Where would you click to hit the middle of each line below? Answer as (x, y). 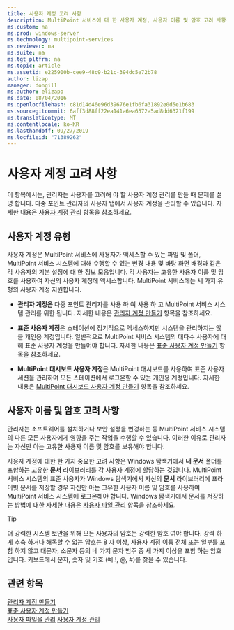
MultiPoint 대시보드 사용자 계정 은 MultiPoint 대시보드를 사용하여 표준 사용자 (121, 369)
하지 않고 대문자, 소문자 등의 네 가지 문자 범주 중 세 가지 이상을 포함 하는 (111, 550)
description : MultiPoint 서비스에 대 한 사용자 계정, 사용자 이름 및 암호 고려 (110, 20)
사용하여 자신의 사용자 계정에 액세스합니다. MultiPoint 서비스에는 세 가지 (118, 281)
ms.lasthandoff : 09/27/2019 (48, 131)
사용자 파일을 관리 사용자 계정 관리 (54, 619)
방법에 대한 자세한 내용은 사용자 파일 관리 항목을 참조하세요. (95, 505)
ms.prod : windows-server (43, 33)
